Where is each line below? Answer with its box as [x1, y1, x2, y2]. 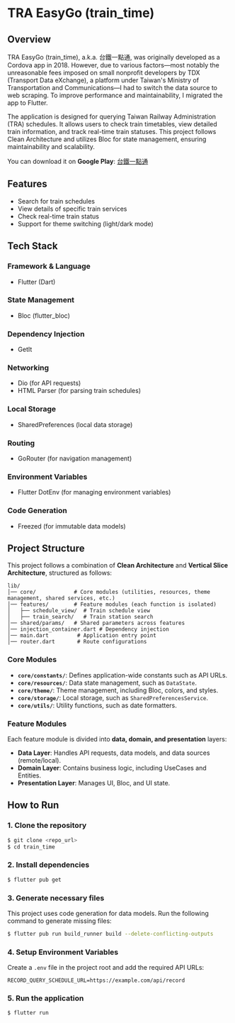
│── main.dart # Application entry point [7, 632, 157, 639]
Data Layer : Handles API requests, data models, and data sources [17, 748, 210, 757]
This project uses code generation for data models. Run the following [7, 909, 209, 917]
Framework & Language [7, 261, 91, 271]
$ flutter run [7, 1010, 50, 1017]
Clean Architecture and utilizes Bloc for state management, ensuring [7, 135, 207, 143]
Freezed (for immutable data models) [17, 521, 126, 530]
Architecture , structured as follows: [7, 569, 112, 577]
